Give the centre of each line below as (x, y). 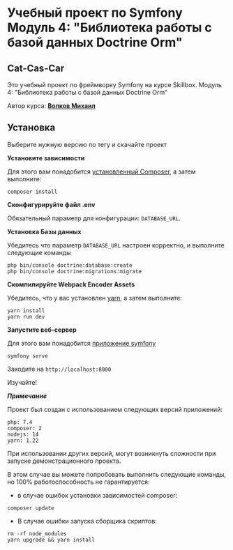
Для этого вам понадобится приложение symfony (82, 343)
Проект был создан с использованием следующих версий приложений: (115, 409)
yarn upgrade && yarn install (51, 540)
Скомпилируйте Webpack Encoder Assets (71, 284)
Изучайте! (22, 382)
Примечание (27, 396)
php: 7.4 (20, 422)
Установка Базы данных (44, 231)
